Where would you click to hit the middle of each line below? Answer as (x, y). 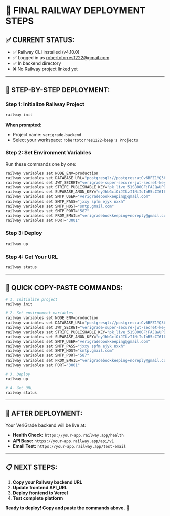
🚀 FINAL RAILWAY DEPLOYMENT (75, 10)
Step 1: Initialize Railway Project (45, 104)
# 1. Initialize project (31, 299)
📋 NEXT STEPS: (31, 467)
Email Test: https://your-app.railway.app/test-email (69, 446)
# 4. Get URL (19, 388)
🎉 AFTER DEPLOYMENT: (44, 413)
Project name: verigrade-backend (47, 134)
